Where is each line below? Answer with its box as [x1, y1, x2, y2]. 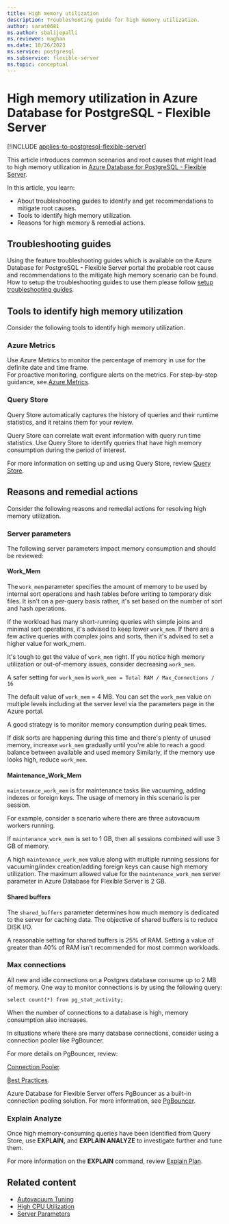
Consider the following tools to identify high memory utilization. [7, 323, 186, 332]
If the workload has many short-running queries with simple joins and [7, 618, 203, 626]
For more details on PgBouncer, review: [7, 1049, 118, 1058]
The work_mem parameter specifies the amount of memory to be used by [7, 583, 207, 591]
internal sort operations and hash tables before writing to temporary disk [7, 590, 212, 598]
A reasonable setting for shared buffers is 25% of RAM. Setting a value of [7, 936, 214, 944]
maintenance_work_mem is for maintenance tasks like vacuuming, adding [7, 786, 206, 795]
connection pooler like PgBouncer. [7, 1036, 105, 1045]
